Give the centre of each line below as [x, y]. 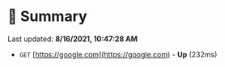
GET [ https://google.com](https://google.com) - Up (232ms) [118, 54]
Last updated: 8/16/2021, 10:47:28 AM [73, 39]
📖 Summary [47, 17]
